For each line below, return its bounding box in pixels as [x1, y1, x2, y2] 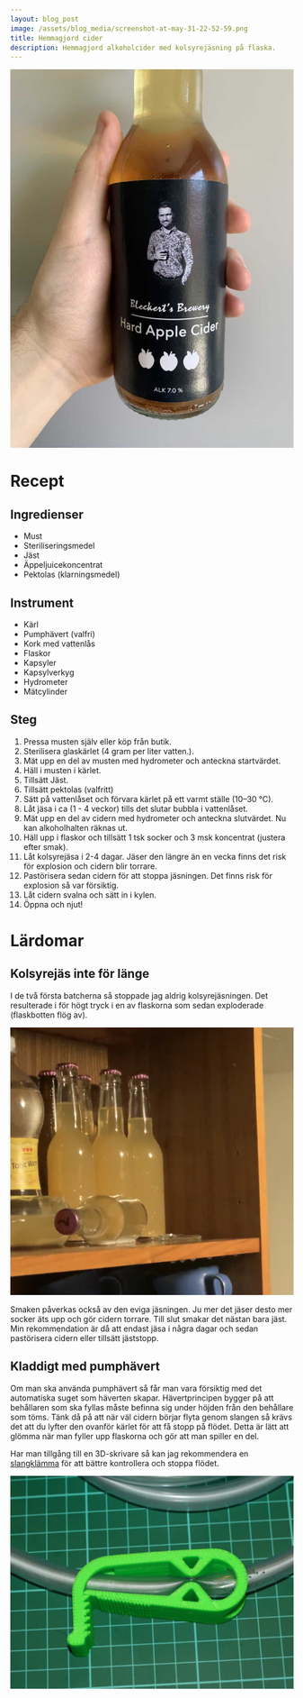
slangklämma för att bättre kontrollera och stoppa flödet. [10, 1457, 219, 1468]
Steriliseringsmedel [22, 541, 95, 552]
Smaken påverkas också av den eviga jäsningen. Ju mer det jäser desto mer [10, 1303, 293, 1315]
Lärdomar [10, 931, 85, 951]
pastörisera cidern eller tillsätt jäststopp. [10, 1332, 159, 1343]
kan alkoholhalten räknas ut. [22, 822, 129, 833]
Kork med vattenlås [22, 638, 95, 649]
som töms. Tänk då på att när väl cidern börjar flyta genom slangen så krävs [10, 1411, 293, 1422]
